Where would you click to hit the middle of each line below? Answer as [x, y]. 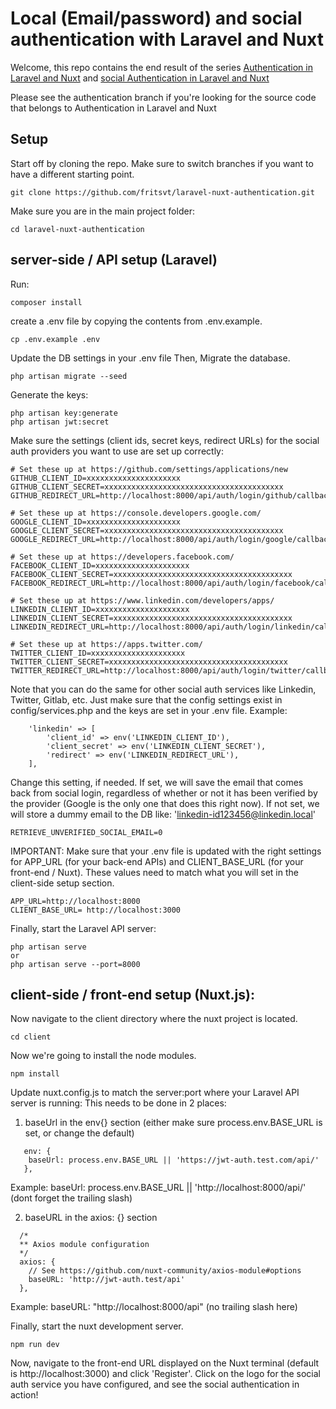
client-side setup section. [62, 883]
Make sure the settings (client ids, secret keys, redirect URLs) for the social [165, 440]
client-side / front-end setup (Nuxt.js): [132, 994]
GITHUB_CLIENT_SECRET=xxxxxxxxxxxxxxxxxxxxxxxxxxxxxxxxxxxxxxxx [147, 487]
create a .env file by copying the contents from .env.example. [136, 321]
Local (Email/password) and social [156, 18]
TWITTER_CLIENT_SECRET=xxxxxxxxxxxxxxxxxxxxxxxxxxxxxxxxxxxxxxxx [149, 662]
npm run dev [35, 1345]
